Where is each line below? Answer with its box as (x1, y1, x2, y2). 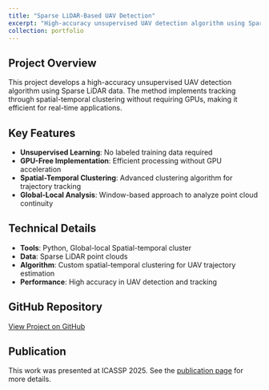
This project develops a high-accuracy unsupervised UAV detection (8, 78, 232, 87)
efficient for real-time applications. (8, 103, 122, 113)
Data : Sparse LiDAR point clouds (19, 251, 128, 261)
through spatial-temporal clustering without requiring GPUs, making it (8, 94, 238, 104)
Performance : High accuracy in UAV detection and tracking (19, 277, 218, 287)
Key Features (8, 126, 76, 140)
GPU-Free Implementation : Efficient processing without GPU (19, 156, 223, 165)
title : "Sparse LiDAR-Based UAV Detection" (8, 11, 156, 20)
